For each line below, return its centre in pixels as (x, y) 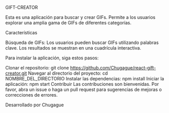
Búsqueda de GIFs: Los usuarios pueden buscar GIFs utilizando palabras (82, 42)
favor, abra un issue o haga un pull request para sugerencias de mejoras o (84, 89)
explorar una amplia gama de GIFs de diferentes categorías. (68, 23)
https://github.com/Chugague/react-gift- (113, 68)
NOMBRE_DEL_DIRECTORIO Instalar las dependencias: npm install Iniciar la (85, 78)
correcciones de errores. (31, 95)
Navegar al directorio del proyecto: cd (68, 73)
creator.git (16, 73)
